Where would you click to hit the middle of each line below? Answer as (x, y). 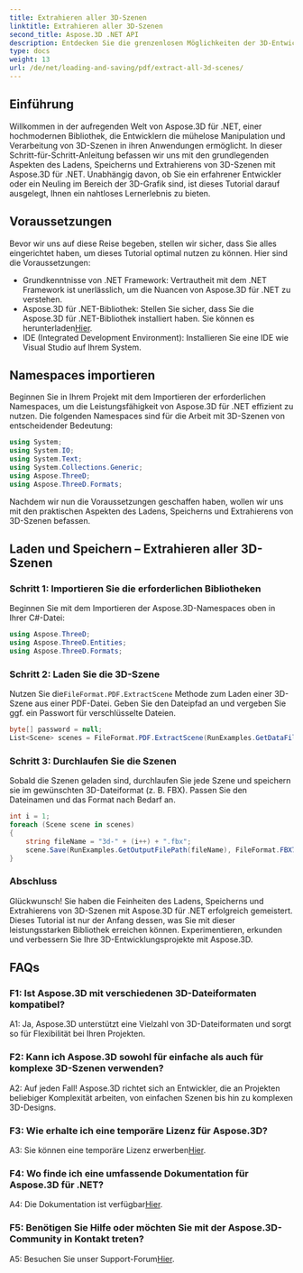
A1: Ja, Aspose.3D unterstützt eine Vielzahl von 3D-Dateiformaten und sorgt (150, 1024)
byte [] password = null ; (56, 730)
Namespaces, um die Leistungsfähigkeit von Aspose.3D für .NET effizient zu (151, 407)
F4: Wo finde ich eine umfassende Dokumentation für (129, 1173)
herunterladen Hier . (57, 328)
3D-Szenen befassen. (50, 520)
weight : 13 (30, 60)
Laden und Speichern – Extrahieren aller (124, 549)
